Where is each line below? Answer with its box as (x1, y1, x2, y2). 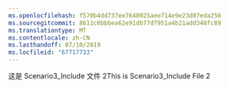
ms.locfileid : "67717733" (8, 48, 94, 56)
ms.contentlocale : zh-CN (8, 33, 90, 42)
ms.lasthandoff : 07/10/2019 (8, 41, 101, 49)
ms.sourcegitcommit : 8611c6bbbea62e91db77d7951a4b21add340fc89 (8, 19, 222, 27)
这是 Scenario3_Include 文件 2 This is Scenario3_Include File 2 (8, 71, 211, 80)
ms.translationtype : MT (8, 26, 87, 34)
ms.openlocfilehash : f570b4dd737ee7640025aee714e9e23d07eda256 (8, 11, 222, 20)
